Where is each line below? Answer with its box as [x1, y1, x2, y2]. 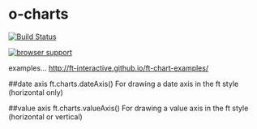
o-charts [8, 5, 69, 24]
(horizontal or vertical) [8, 111, 83, 122]
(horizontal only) [8, 87, 63, 97]
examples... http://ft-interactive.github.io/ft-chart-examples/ [8, 62, 209, 73]
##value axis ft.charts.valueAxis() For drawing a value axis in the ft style [8, 103, 249, 113]
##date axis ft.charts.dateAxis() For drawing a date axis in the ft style [8, 79, 239, 88]
